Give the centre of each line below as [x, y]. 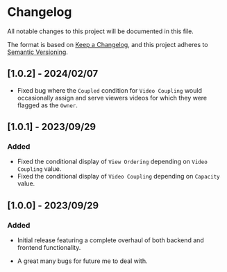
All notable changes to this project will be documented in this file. [101, 31]
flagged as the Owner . [48, 105]
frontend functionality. [49, 248]
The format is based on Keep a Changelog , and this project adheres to [108, 44]
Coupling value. [39, 169]
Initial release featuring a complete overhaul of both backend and [111, 240]
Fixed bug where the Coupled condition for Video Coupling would [110, 90]
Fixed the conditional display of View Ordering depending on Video [112, 162]
